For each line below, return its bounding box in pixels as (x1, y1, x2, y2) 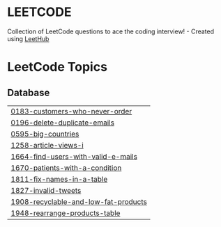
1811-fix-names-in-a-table (10, 174, 108, 184)
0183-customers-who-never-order (10, 106, 132, 116)
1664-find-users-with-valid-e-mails (10, 151, 138, 161)
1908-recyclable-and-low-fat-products (10, 196, 148, 206)
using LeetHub (7, 34, 49, 42)
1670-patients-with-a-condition (10, 163, 122, 173)
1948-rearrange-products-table (10, 208, 121, 218)
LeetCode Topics (7, 59, 108, 75)
